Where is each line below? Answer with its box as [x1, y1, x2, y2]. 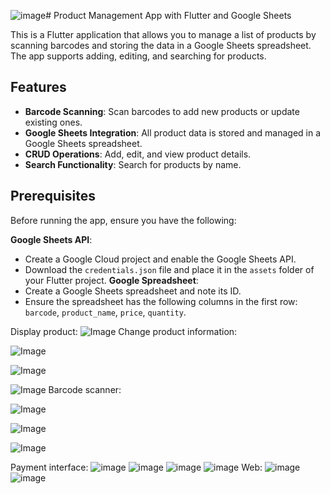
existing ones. [24, 116, 83, 128]
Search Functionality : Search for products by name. [24, 158, 242, 170]
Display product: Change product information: [10, 325, 238, 337]
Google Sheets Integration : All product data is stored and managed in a [24, 126, 322, 139]
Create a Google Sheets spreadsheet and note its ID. [24, 285, 242, 297]
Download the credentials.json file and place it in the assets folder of [24, 263, 315, 275]
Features [10, 79, 67, 96]
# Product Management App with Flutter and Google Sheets [45, 10, 292, 21]
